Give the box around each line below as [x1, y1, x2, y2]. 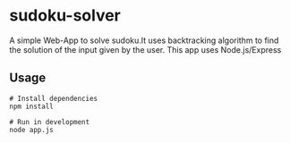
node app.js [9, 125, 54, 134]
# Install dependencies [9, 94, 98, 103]
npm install [9, 102, 54, 111]
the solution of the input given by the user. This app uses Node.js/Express [9, 44, 282, 55]
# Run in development [9, 117, 90, 126]
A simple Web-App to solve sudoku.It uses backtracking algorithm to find [9, 35, 279, 46]
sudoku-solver [9, 5, 121, 26]
